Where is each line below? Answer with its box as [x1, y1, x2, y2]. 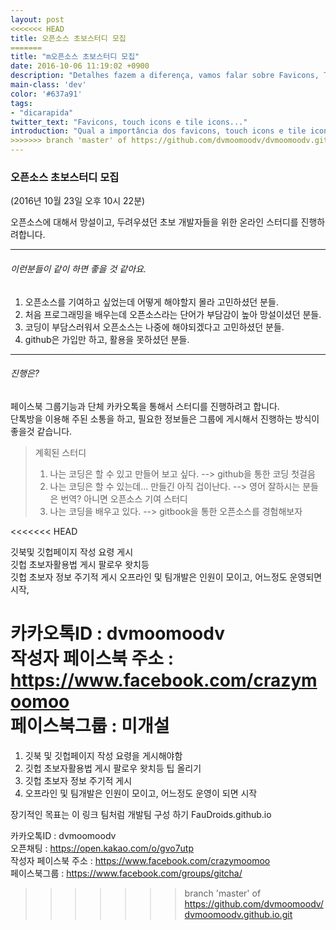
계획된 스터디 [34, 446, 87, 458]
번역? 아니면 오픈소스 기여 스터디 [60, 492, 188, 505]
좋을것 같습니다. [10, 425, 73, 437]
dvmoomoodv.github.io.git [184, 908, 293, 920]
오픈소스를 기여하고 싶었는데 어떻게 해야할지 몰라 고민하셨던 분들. [24, 296, 279, 308]
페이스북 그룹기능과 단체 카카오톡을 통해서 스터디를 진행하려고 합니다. [10, 400, 280, 412]
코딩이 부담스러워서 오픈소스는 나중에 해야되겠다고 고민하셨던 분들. [24, 321, 285, 333]
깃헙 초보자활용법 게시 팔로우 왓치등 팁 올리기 [24, 762, 202, 774]
